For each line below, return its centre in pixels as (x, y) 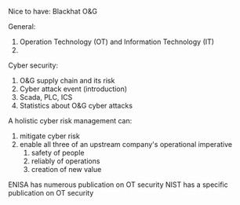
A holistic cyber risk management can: (70, 121)
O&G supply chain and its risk (67, 81)
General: (22, 26)
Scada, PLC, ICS (46, 97)
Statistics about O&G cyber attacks (76, 106)
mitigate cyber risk (49, 136)
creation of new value (66, 169)
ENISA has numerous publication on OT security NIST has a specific (118, 185)
